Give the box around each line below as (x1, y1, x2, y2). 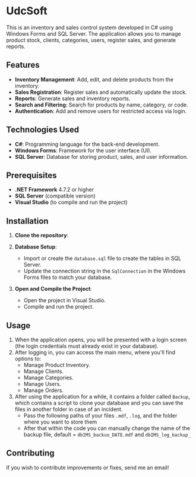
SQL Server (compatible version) (14, 192, 96, 200)
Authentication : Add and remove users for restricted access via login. (14, 107, 187, 114)
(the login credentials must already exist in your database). (14, 343, 159, 349)
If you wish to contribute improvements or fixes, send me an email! (6, 464, 169, 471)
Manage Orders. (23, 387, 64, 394)
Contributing (6, 448, 55, 459)
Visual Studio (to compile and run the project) (14, 199, 128, 206)
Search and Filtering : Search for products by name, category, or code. (14, 101, 188, 108)
